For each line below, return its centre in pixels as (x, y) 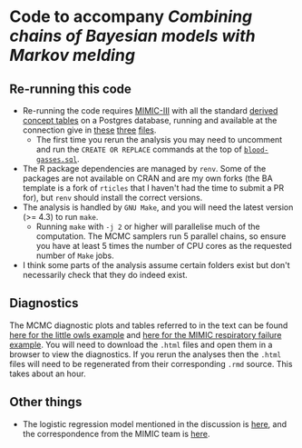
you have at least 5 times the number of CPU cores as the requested (164, 246)
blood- (256, 150)
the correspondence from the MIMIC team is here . (116, 433)
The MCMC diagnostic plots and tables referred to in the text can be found (149, 325)
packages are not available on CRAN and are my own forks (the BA (148, 178)
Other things (46, 402)
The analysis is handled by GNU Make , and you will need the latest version (158, 207)
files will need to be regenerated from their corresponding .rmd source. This (151, 363)
